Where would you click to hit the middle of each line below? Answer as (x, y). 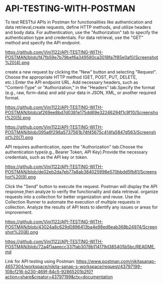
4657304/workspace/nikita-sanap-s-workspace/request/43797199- (73, 266)
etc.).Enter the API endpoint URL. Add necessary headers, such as (72, 82)
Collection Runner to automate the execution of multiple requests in (72, 202)
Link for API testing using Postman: (40, 261)
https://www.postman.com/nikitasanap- (116, 261)
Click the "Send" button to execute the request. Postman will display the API (81, 186)
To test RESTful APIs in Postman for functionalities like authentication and (79, 22)
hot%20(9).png (20, 177)
